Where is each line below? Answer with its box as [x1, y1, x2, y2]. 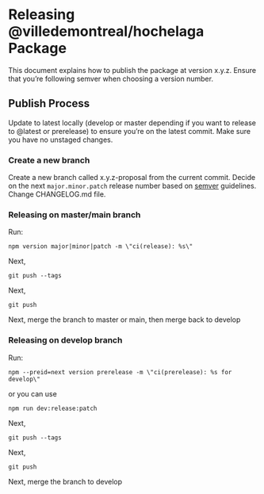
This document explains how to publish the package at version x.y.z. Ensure [8, 65, 256, 75]
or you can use [8, 389, 57, 398]
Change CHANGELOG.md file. [8, 190, 106, 199]
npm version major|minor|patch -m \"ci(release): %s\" [8, 243, 193, 251]
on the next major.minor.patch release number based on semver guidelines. [8, 181, 257, 191]
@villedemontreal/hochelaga [8, 22, 205, 40]
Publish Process [8, 97, 90, 110]
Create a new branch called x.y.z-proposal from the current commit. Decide [8, 173, 256, 182]
